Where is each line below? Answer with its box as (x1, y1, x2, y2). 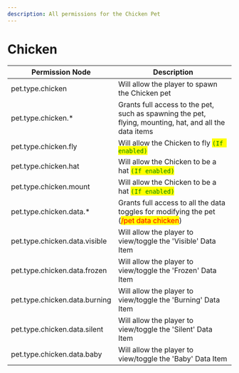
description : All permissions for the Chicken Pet (7, 10, 161, 18)
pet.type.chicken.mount (11, 181, 90, 191)
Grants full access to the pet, (118, 99, 215, 109)
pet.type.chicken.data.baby (11, 349, 102, 359)
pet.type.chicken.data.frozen (11, 265, 107, 275)
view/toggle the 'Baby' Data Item (118, 354, 228, 364)
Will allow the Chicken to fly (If (118, 138, 224, 148)
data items (118, 126, 154, 136)
